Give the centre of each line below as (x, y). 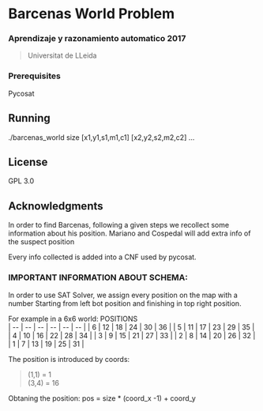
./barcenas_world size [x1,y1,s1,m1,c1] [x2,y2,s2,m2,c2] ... (101, 137)
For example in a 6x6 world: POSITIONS (73, 319)
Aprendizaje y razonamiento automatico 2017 (97, 39)
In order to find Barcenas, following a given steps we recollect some (119, 225)
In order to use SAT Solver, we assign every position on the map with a (123, 295)
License (28, 162)
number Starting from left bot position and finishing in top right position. (125, 303)
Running (30, 118)
